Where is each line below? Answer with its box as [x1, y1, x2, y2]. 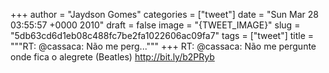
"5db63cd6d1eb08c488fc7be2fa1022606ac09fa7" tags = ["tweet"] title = [10, 30, 315, 41]
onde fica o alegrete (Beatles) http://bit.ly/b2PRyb [10, 51, 215, 63]
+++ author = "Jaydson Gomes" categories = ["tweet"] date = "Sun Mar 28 [10, 9, 319, 20]
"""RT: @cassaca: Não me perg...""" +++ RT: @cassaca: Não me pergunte [10, 40, 317, 52]
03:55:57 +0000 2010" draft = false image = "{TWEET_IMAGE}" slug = [10, 19, 301, 31]
